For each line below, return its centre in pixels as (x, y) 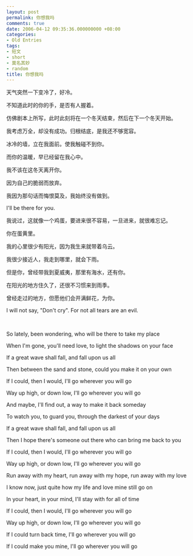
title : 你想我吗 (25, 74)
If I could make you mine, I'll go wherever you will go (72, 546)
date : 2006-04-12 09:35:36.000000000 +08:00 (63, 29)
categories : (21, 35)
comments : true (25, 23)
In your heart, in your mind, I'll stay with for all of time (73, 499)
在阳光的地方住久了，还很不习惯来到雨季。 (59, 285)
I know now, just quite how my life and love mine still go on (80, 487)
